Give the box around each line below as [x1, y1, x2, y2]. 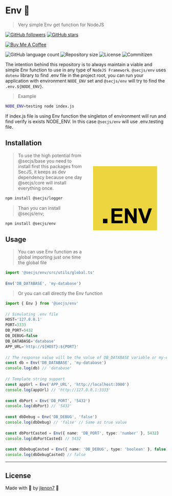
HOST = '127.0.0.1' [5, 317, 42, 322]
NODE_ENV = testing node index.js [5, 104, 74, 109]
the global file [17, 260, 47, 266]
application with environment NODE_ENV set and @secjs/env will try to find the [5, 77, 165, 84]
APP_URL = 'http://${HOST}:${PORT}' [5, 344, 79, 349]
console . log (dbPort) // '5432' [5, 404, 72, 409]
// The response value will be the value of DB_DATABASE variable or [5, 355, 157, 360]
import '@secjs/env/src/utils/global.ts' [5, 270, 95, 275]
